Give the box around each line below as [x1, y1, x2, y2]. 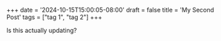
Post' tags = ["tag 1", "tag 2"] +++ [6, 13, 103, 21]
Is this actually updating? [6, 27, 77, 34]
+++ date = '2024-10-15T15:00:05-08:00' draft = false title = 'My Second [6, 6, 215, 14]
